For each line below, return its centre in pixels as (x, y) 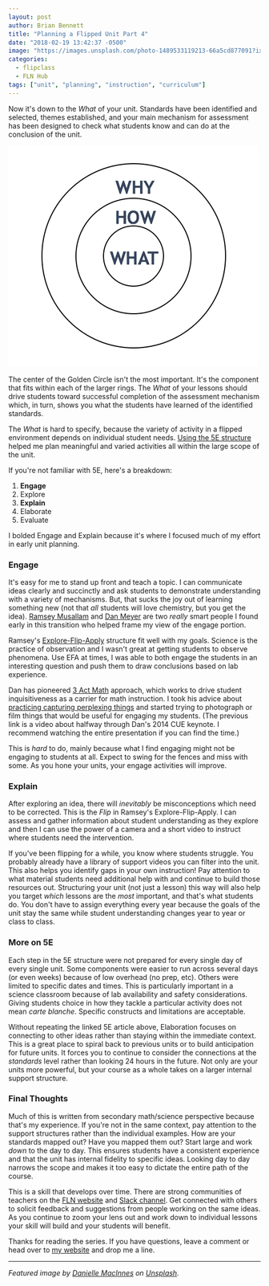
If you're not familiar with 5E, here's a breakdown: (90, 470)
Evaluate (34, 520)
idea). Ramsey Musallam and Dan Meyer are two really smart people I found (133, 616)
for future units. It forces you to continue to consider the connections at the (132, 1052)
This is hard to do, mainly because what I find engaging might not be (122, 748)
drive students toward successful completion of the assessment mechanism (134, 396)
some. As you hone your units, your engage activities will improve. (117, 765)
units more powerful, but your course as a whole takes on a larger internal (130, 1069)
